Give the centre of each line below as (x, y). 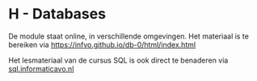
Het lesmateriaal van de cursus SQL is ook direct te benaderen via (118, 60)
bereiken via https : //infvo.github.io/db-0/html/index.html (102, 44)
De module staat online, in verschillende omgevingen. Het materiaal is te (128, 36)
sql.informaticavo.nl (41, 68)
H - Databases (57, 14)
